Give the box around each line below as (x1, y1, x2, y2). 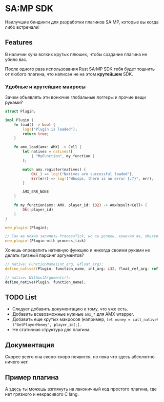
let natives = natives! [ (22, 149, 73, 154)
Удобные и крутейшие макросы (5, 83, 86, 90)
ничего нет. (5, 359, 29, 365)
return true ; (22, 131, 49, 136)
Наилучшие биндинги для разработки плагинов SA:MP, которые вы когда (5, 19, 159, 25)
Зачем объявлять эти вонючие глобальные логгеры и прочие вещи (5, 95, 146, 100)
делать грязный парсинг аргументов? (5, 252, 84, 258)
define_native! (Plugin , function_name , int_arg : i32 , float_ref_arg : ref (5, 267, 159, 271)
